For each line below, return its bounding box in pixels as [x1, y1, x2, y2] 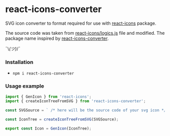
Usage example [5, 83, 45, 90]
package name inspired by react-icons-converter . [5, 35, 109, 41]
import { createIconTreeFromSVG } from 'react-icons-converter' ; [5, 99, 146, 104]
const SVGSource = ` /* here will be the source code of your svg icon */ [5, 108, 166, 113]
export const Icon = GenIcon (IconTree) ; [5, 126, 92, 131]
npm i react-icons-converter [12, 71, 74, 76]
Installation [5, 58, 34, 65]
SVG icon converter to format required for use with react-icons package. [5, 20, 157, 26]
